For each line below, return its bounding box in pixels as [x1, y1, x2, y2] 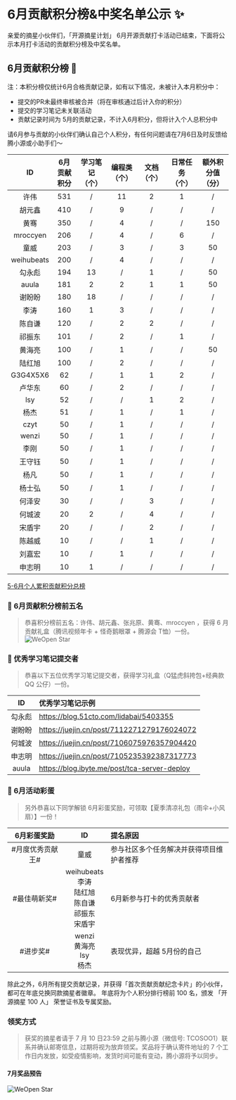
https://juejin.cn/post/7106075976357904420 [39, 738, 197, 748]
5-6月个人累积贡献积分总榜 [7, 581, 86, 590]
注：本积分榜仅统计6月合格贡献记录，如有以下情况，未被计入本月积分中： [7, 82, 221, 91]
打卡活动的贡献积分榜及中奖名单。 [25, 39, 124, 48]
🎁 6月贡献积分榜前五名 [7, 601, 84, 611]
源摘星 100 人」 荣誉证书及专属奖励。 [7, 997, 116, 1006]
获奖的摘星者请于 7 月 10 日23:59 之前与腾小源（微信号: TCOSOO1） [24, 1034, 222, 1042]
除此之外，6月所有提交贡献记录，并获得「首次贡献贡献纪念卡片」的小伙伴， [7, 980, 227, 988]
